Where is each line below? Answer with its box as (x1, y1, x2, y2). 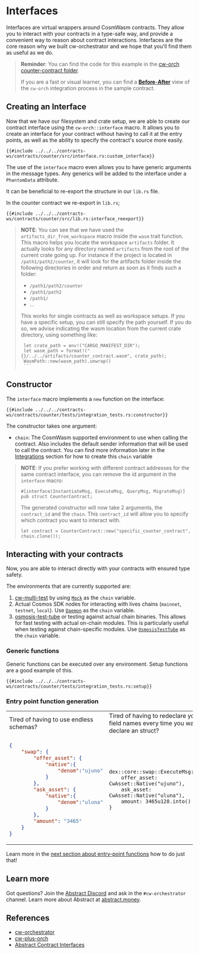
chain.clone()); (20, 533, 61, 539)
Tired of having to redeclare (108, 711, 187, 720)
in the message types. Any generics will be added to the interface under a (6, 170, 187, 177)
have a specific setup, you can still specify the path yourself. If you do (20, 319, 192, 326)
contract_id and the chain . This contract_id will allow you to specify (20, 510, 188, 517)
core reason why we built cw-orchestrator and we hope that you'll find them (6, 43, 192, 50)
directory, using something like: (20, 331, 98, 338)
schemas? (9, 723, 37, 731)
